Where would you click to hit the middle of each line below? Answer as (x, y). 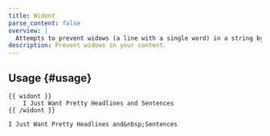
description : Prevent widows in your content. (88, 46)
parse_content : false (45, 23)
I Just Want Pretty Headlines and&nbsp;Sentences (93, 124)
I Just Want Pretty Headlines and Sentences (98, 103)
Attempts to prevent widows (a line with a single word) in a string (134, 38)
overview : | (28, 30)
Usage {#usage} (50, 78)
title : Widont (32, 16)
